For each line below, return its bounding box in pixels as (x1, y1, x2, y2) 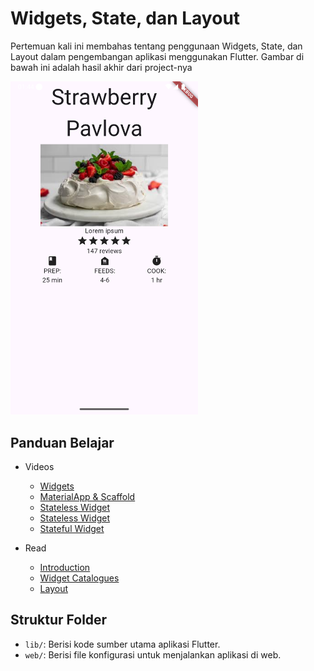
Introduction (39, 562, 91, 574)
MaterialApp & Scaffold (39, 491, 136, 503)
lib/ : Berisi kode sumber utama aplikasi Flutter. (24, 638, 221, 650)
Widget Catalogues (39, 572, 120, 584)
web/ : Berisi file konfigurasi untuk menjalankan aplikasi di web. (24, 648, 282, 661)
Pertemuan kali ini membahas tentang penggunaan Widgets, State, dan (10, 40, 303, 52)
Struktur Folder (10, 612, 108, 629)
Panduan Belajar (10, 434, 115, 451)
